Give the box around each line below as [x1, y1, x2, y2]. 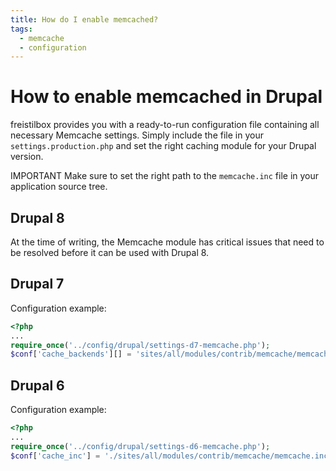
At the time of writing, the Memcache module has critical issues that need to [10, 236, 325, 248]
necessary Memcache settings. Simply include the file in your [10, 129, 264, 141]
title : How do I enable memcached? [10, 14, 159, 25]
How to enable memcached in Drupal [10, 86, 323, 108]
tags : [10, 24, 33, 34]
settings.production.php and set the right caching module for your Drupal [10, 140, 317, 152]
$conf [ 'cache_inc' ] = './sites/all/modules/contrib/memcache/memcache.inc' [10, 451, 333, 461]
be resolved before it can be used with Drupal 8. [10, 247, 210, 258]
